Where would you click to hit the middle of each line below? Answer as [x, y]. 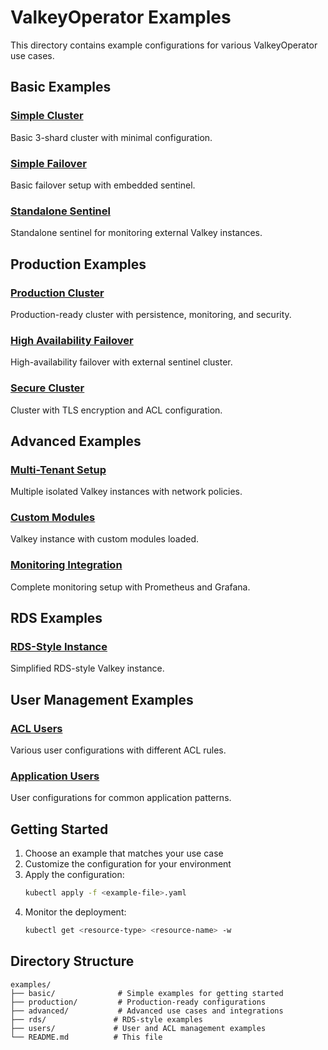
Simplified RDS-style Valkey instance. [87, 668]
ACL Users [36, 728]
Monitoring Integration [66, 565]
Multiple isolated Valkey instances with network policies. [126, 492]
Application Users [55, 776]
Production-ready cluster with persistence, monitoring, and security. [151, 314]
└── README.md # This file [86, 1037]
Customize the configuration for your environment [128, 864]
